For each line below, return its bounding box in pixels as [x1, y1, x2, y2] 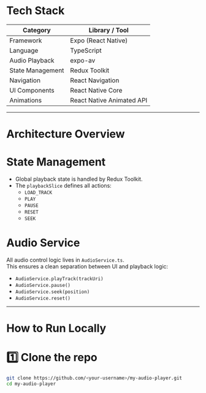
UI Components [9, 86, 55, 94]
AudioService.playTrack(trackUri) [15, 276, 104, 282]
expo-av [70, 56, 96, 64]
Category [22, 26, 51, 34]
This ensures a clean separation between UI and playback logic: [6, 263, 169, 270]
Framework [9, 36, 42, 45]
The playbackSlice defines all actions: [15, 182, 112, 189]
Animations [9, 96, 42, 104]
